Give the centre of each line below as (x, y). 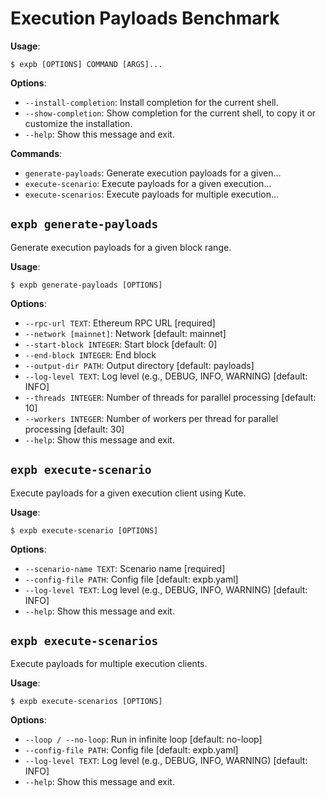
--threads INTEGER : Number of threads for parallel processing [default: (170, 397)
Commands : (36, 153)
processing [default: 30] (74, 429)
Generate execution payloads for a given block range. (121, 247)
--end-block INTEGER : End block (90, 354)
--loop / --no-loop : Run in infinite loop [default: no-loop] (143, 739)
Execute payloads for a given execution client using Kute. (128, 493)
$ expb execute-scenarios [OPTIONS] (86, 702)
